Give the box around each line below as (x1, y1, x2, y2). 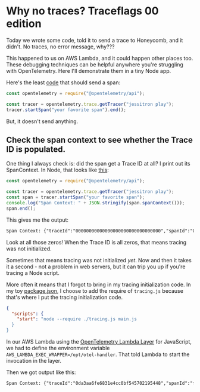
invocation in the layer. (6, 357, 61, 364)
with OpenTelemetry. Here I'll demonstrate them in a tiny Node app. (6, 67, 171, 74)
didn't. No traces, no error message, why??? (6, 43, 115, 50)
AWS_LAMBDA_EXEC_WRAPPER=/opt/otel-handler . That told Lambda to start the (6, 351, 190, 358)
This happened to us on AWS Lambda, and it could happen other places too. (6, 54, 193, 62)
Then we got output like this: (6, 369, 76, 376)
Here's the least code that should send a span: (6, 79, 121, 86)
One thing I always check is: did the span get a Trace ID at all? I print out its (6, 160, 190, 167)
